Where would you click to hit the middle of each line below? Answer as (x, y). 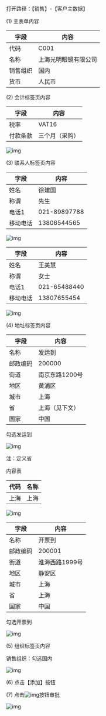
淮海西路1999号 (61, 562)
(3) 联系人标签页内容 (31, 163)
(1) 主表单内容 (23, 21)
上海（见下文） (59, 408)
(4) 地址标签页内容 (28, 325)
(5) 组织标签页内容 (28, 646)
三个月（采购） (59, 136)
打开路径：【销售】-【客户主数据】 (47, 9)
